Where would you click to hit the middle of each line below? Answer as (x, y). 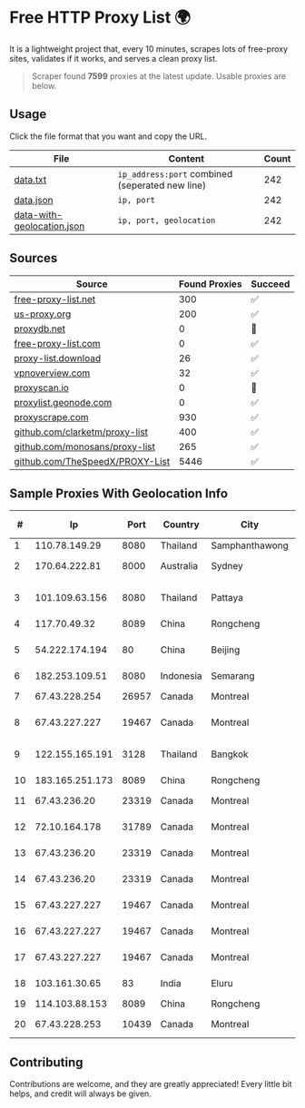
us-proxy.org (43, 314)
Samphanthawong (250, 545)
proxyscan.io (42, 387)
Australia (179, 566)
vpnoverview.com (52, 373)
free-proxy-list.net (55, 299)
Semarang (233, 676)
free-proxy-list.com (58, 343)
